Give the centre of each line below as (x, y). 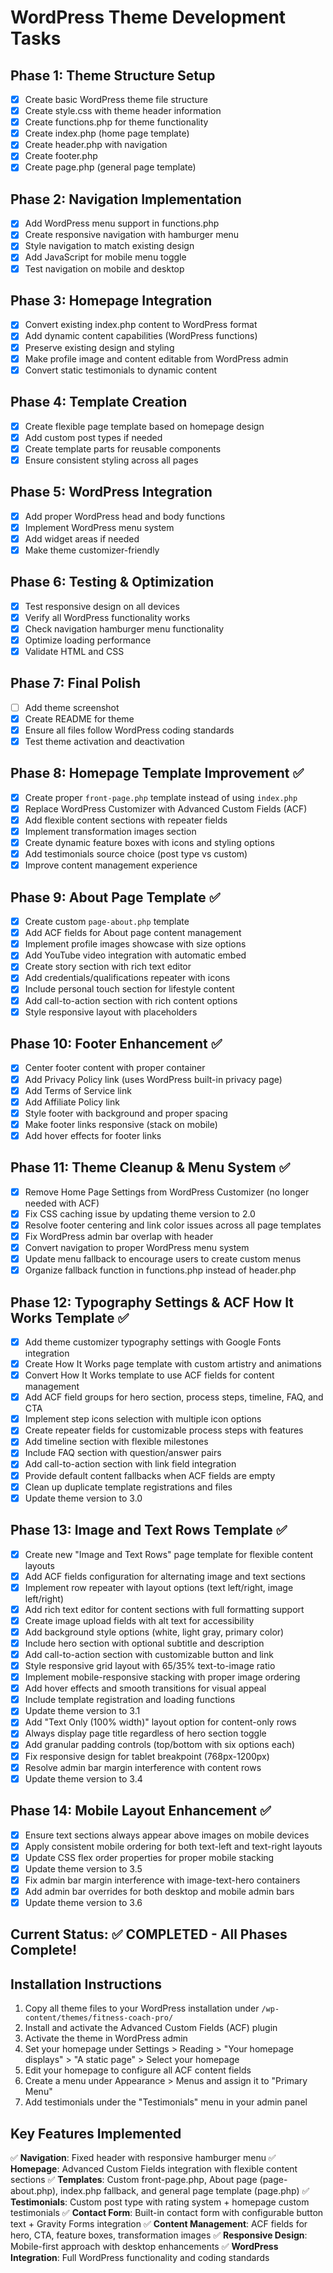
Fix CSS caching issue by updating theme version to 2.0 (140, 1213)
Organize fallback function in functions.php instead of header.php (160, 1270)
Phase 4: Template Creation (99, 402)
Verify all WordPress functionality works (107, 617)
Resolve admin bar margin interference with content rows (143, 1767)
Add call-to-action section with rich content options (131, 1000)
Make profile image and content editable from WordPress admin (156, 358)
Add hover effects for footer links (93, 1135)
